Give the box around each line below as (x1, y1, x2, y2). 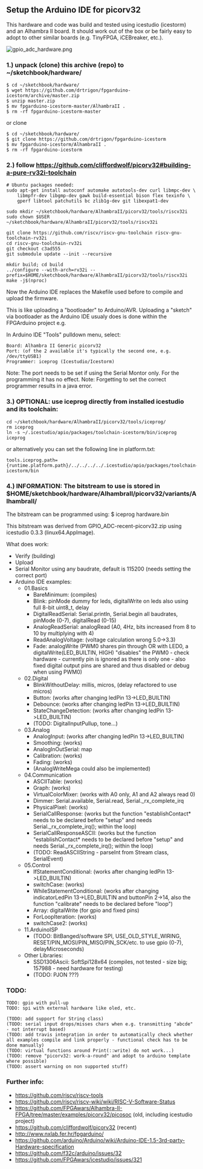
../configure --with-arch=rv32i (6, 267, 88, 273)
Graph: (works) (33, 785, 71, 791)
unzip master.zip (11, 98, 56, 104)
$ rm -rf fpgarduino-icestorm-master (6, 109, 101, 115)
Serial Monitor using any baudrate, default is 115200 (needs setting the (14, 565, 192, 572)
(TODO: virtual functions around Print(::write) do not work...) (6, 1048, 174, 1054)
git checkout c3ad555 (6, 246, 61, 252)
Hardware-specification (14, 1143, 74, 1150)
